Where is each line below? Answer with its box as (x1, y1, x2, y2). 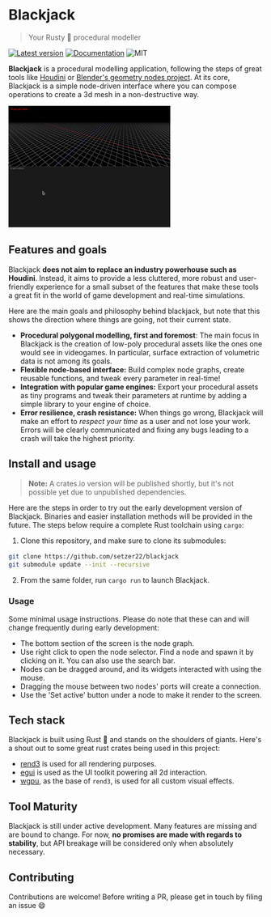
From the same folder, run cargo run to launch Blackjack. (19, 575, 210, 585)
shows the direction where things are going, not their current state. (8, 314, 232, 325)
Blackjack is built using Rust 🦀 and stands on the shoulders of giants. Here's (8, 735, 262, 745)
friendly (8, 282, 35, 291)
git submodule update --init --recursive (8, 561, 150, 569)
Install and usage (8, 457, 97, 471)
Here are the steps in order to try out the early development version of (8, 503, 243, 512)
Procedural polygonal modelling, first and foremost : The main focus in (19, 330, 260, 340)
